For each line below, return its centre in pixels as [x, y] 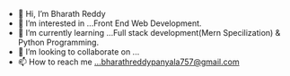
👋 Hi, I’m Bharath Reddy [62, 14]
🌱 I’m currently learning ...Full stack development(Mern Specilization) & [149, 33]
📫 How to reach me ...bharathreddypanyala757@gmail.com [128, 62]
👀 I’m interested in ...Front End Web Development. [110, 23]
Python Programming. [58, 42]
